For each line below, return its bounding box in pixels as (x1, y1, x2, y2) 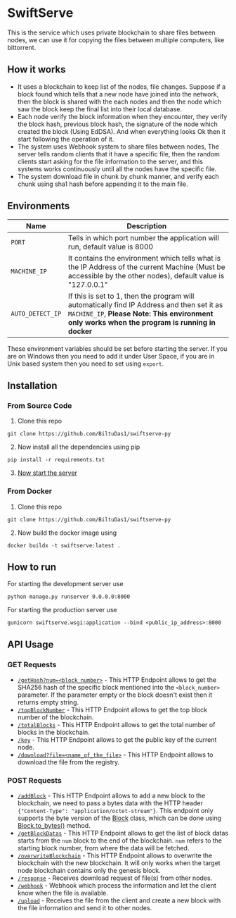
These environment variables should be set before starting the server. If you (7, 344, 228, 353)
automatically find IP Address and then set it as (67, 299, 223, 309)
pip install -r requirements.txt (7, 457, 105, 464)
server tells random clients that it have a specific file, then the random (17, 149, 220, 158)
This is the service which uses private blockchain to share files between (7, 28, 216, 37)
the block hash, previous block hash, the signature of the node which (17, 120, 218, 128)
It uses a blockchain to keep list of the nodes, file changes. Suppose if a (17, 82, 226, 91)
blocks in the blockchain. (17, 728, 90, 737)
